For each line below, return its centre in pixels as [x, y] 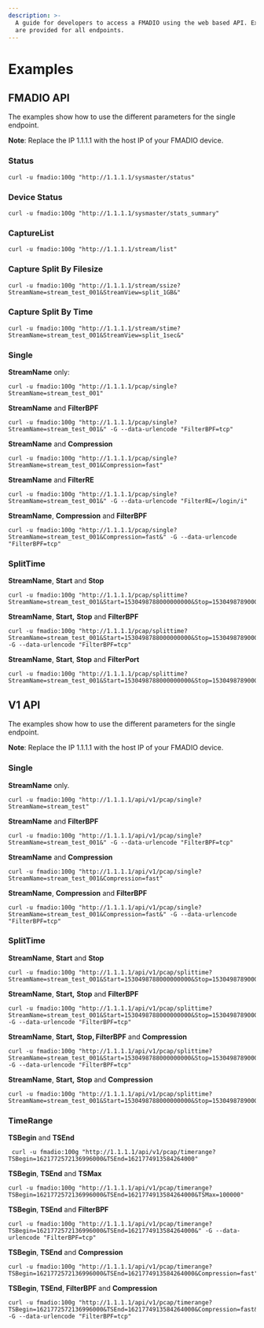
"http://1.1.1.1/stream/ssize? [129, 285]
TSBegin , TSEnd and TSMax [55, 1174]
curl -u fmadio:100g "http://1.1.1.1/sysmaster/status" [101, 177]
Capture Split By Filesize [56, 269]
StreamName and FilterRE [51, 480]
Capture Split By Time [51, 312]
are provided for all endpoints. [70, 30]
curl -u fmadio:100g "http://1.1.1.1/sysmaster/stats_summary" [114, 213]
